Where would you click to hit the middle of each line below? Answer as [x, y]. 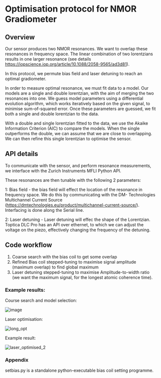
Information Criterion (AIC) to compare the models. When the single [73, 128]
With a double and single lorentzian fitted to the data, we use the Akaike [77, 123]
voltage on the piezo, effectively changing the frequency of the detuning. [78, 230]
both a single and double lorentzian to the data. [52, 114]
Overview [20, 37]
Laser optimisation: [24, 319]
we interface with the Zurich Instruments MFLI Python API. [63, 171]
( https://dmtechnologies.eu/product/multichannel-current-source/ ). [72, 205]
